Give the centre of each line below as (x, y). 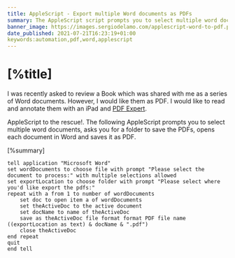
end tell (20, 249)
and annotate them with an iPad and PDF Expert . (77, 108)
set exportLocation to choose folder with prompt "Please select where (114, 182)
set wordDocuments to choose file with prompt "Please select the (106, 170)
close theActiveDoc (48, 231)
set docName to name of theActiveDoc (75, 213)
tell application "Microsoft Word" (59, 164)
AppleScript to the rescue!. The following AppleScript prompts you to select (116, 122)
